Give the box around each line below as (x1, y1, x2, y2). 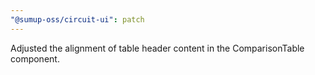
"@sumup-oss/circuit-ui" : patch (10, 14, 145, 25)
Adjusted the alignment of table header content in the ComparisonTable (10, 42, 305, 54)
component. (10, 52, 60, 65)
